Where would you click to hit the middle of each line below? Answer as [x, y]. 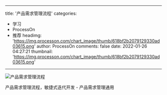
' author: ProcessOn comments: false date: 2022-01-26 [91, 46]
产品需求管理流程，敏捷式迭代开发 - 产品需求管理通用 [60, 87]
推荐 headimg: [27, 35]
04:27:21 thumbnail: [33, 51]
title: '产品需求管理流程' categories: [41, 13]
